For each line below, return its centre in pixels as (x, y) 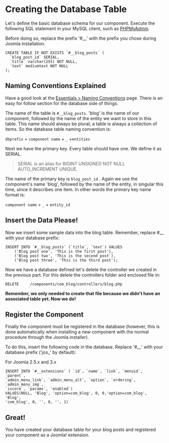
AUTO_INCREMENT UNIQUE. (48, 169)
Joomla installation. (25, 43)
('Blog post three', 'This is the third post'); (66, 260)
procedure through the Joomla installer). (47, 337)
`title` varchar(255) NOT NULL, (44, 61)
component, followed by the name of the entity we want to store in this (78, 118)
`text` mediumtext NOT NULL (39, 66)
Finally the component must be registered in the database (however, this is (82, 327)
